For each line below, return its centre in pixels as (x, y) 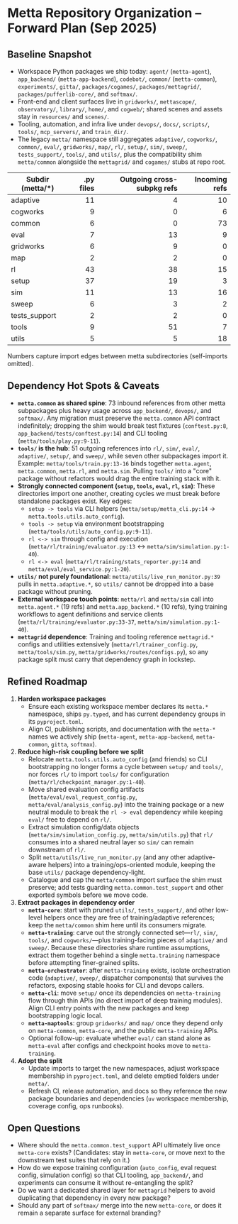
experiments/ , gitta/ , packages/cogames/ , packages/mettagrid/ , (109, 86)
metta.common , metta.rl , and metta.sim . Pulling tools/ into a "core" (115, 470)
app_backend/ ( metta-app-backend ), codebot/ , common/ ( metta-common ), (117, 79)
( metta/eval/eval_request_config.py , (83, 797)
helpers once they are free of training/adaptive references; (129, 917)
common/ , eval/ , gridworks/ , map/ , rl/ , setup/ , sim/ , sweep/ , (102, 147)
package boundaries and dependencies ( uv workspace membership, (128, 1098)
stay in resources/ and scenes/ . (63, 116)
